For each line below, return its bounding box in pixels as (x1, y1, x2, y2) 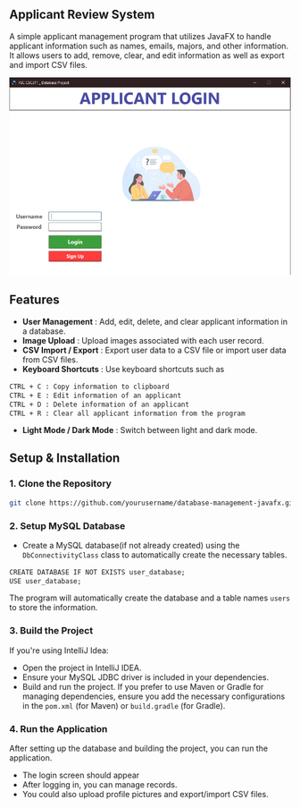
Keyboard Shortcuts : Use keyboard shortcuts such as (21, 363, 225, 374)
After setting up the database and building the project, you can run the (9, 743, 269, 754)
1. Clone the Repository (9, 477, 112, 489)
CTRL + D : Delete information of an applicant (9, 400, 190, 409)
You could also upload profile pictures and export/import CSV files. (21, 789, 270, 800)
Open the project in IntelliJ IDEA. (21, 662, 142, 673)
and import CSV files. (9, 59, 87, 70)
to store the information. (9, 602, 98, 613)
